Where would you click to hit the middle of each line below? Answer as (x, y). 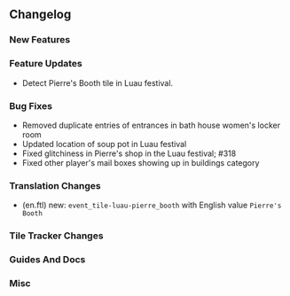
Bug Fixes (31, 105)
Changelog (40, 15)
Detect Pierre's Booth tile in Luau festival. (98, 82)
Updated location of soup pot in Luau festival (104, 144)
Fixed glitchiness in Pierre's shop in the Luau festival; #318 (129, 153)
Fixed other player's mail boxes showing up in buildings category (141, 162)
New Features (40, 40)
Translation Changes (55, 185)
